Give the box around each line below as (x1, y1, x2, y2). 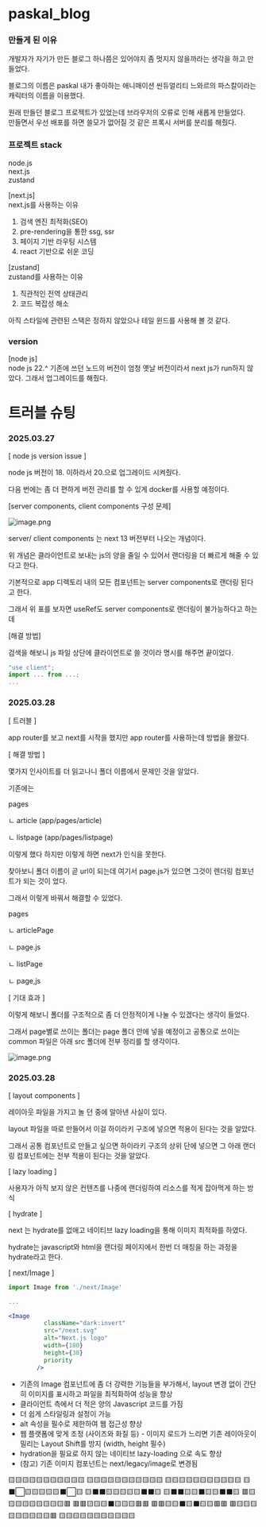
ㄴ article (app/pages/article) (8, 816, 102, 825)
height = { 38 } (43, 1348, 83, 1357)
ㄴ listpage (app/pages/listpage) (8, 833, 114, 842)
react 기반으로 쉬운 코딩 (19, 246, 94, 256)
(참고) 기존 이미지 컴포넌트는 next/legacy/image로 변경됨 (19, 1459, 199, 1468)
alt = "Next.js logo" (43, 1334, 109, 1343)
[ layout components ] (8, 1090, 81, 1100)
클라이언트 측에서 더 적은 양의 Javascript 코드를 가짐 (19, 1399, 183, 1409)
